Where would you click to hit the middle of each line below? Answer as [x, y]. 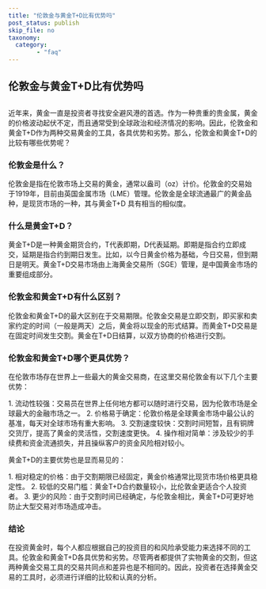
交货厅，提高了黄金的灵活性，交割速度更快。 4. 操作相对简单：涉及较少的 [128, 433]
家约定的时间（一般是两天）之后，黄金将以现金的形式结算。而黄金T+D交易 [129, 325]
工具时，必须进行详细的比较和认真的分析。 [91, 577]
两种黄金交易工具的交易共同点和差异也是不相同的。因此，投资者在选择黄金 [129, 568]
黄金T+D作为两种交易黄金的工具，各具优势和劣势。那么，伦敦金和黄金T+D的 [133, 132]
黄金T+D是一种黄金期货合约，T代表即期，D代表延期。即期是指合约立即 [124, 245]
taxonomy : [25, 38]
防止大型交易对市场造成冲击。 [57, 506]
